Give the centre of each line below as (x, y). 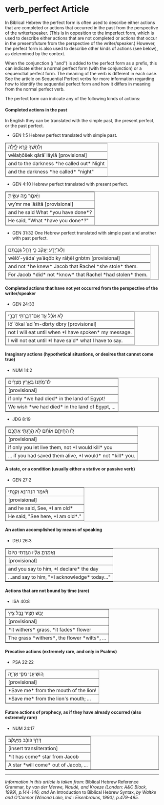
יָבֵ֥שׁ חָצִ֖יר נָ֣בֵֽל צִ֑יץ (26, 613)
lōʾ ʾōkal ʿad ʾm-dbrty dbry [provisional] (52, 324)
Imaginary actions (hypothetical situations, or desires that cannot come (79, 354)
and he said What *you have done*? (50, 212)
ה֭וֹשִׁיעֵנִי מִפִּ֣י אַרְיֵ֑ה (26, 674)
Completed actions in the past (36, 110)
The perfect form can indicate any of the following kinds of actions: (73, 98)
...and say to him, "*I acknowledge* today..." (59, 577)
